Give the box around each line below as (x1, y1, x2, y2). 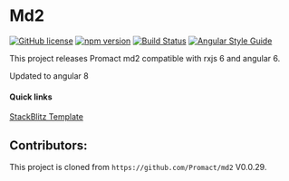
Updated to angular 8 (9, 70, 89, 81)
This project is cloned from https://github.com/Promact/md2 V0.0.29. (9, 161, 267, 172)
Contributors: (9, 138, 88, 153)
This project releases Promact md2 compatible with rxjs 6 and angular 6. (9, 52, 281, 63)
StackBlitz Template (9, 111, 84, 122)
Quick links (9, 91, 53, 102)
